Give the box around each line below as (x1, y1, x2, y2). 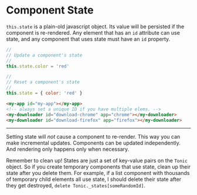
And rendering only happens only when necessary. (6, 146, 130, 153)
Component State (6, 4, 94, 17)
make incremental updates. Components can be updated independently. (6, 139, 181, 147)
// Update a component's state (6, 52, 83, 58)
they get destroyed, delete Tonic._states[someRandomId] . (6, 182, 145, 189)
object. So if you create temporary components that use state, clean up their (6, 163, 191, 170)
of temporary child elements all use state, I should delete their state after (6, 176, 182, 183)
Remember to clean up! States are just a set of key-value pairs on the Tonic (6, 157, 188, 164)
